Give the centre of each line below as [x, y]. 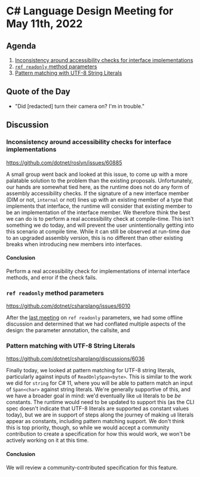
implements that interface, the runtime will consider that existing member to [99, 206]
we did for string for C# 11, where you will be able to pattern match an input [99, 383]
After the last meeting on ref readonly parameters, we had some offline [95, 318]
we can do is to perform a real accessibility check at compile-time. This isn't [100, 218]
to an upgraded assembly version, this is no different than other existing [95, 238]
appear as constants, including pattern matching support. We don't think [96, 421]
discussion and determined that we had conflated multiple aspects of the [96, 324]
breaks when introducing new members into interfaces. [74, 244]
